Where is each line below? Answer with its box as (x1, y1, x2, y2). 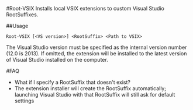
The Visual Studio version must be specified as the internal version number (6, 44, 187, 51)
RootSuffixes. (6, 11, 39, 18)
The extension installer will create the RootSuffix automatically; (14, 85, 167, 92)
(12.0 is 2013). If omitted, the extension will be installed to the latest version (6, 50, 187, 57)
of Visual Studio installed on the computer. (6, 56, 108, 63)
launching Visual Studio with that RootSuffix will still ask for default (14, 91, 175, 98)
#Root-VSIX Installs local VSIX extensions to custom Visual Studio (6, 5, 165, 12)
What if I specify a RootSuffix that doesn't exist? (14, 79, 130, 86)
